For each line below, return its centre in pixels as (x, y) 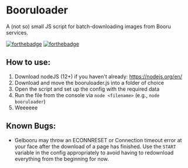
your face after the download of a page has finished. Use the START (95, 146)
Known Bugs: (31, 126)
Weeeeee (26, 107)
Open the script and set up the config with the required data (87, 89)
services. (17, 32)
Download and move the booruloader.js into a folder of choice (89, 83)
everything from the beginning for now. (62, 159)
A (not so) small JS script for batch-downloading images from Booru (88, 26)
